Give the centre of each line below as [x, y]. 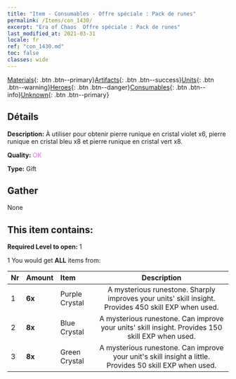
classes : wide [28, 60]
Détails [23, 117]
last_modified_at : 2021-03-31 [52, 33]
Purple [71, 294]
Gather [23, 191]
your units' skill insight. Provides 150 [162, 328]
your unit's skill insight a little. [162, 356]
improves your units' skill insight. [162, 299]
